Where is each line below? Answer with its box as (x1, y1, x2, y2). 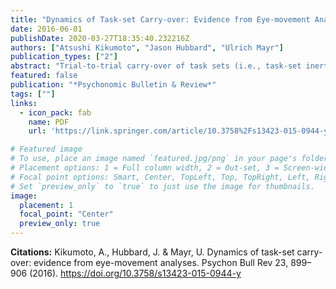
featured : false (10, 71, 78, 81)
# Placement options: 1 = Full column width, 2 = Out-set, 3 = (10, 163, 280, 173)
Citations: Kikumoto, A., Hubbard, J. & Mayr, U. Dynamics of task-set (10, 246, 295, 258)
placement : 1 (19, 200, 74, 210)
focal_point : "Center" (19, 209, 114, 220)
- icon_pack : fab (19, 107, 92, 118)
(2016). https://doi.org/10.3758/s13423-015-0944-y (29, 267, 242, 279)
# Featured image (10, 144, 83, 155)
